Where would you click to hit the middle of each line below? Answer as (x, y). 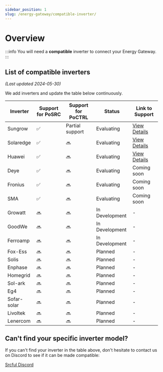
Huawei (16, 157)
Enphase (17, 267)
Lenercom (19, 321)
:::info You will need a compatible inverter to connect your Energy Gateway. (81, 52)
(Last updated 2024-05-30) (33, 84)
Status (112, 112)
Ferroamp (19, 241)
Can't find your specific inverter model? (67, 338)
